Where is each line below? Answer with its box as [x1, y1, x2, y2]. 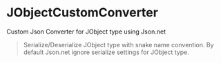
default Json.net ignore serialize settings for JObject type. [23, 48, 189, 56]
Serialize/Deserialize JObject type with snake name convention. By [23, 40, 214, 49]
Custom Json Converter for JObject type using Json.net [6, 27, 166, 36]
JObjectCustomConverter [6, 5, 158, 21]
